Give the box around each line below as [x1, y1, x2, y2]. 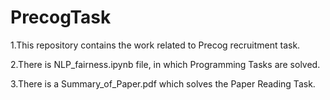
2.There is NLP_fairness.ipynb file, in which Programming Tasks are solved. [10, 58, 321, 70]
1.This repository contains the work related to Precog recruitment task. [10, 39, 301, 51]
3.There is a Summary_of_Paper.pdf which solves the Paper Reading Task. [10, 77, 316, 90]
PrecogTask [10, 6, 112, 29]
